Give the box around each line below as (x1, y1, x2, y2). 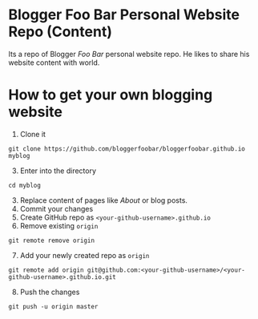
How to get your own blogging (8, 86, 213, 104)
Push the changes (19, 287, 80, 297)
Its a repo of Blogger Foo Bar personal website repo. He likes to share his (8, 49, 250, 59)
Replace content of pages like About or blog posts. (19, 195, 188, 205)
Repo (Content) (8, 22, 112, 41)
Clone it (19, 129, 46, 139)
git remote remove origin (8, 236, 95, 244)
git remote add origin (8, 266, 84, 274)
